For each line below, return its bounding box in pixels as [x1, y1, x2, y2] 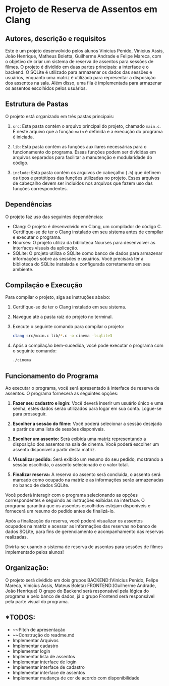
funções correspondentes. [12, 185, 68, 191]
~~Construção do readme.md [12, 632, 75, 638]
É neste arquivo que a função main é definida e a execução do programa [12, 128, 163, 134]
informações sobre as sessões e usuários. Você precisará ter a [12, 255, 144, 261]
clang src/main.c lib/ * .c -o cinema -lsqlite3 [12, 333, 112, 339]
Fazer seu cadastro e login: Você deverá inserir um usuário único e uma [12, 400, 164, 406]
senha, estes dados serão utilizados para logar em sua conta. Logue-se [12, 405, 162, 411]
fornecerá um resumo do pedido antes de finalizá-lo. [5, 508, 115, 514]
